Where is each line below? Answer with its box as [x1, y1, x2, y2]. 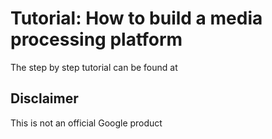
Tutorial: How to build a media [10, 7, 263, 30]
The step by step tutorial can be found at [10, 61, 178, 73]
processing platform [10, 28, 183, 51]
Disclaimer [10, 90, 79, 107]
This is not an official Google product [10, 117, 163, 129]
